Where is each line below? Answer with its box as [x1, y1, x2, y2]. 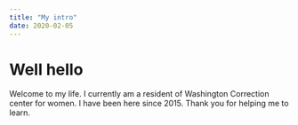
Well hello [9, 59, 84, 80]
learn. [9, 107, 31, 118]
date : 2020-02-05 [9, 21, 74, 30]
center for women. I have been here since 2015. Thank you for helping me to [9, 98, 289, 109]
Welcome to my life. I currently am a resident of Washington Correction [9, 89, 270, 99]
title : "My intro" [9, 12, 77, 22]
